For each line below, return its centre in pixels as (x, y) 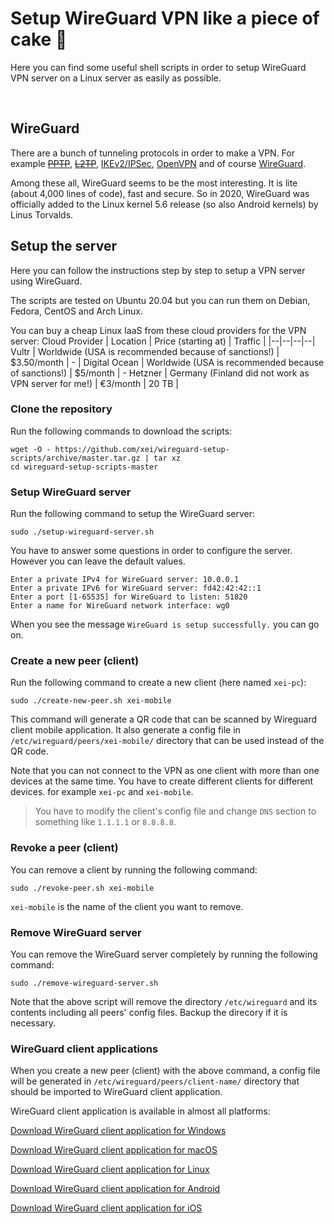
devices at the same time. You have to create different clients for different (162, 781)
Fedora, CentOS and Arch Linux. (76, 311)
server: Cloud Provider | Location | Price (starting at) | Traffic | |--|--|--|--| (163, 341)
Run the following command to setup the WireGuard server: (133, 514)
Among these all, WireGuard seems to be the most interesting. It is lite (154, 183)
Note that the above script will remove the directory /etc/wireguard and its (164, 1002)
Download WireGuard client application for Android (115, 1189)
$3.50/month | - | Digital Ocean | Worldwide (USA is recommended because (167, 362)
